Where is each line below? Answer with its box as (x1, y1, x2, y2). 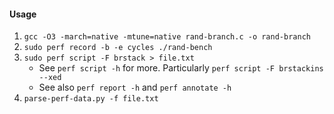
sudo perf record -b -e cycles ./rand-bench (23, 43, 213, 53)
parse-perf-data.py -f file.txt (23, 94, 159, 104)
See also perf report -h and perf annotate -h (38, 81, 232, 94)
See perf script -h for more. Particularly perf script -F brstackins (38, 62, 324, 74)
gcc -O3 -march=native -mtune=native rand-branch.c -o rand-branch (23, 32, 311, 42)
